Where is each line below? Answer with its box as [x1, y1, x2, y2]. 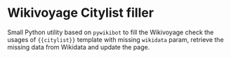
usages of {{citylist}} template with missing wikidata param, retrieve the [7, 35, 224, 43]
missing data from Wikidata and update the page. [7, 43, 150, 51]
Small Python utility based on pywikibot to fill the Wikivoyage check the [7, 28, 214, 36]
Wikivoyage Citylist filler [7, 5, 154, 21]
